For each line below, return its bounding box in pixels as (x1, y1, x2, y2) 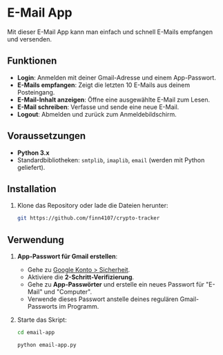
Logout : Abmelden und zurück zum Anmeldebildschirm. (17, 110, 177, 118)
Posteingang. (17, 88, 55, 96)
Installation (7, 183, 57, 195)
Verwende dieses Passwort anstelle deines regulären (27, 295, 179, 303)
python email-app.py (17, 341, 77, 348)
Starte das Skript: (17, 316, 67, 324)
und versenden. (7, 35, 52, 43)
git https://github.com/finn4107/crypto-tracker (17, 215, 160, 222)
